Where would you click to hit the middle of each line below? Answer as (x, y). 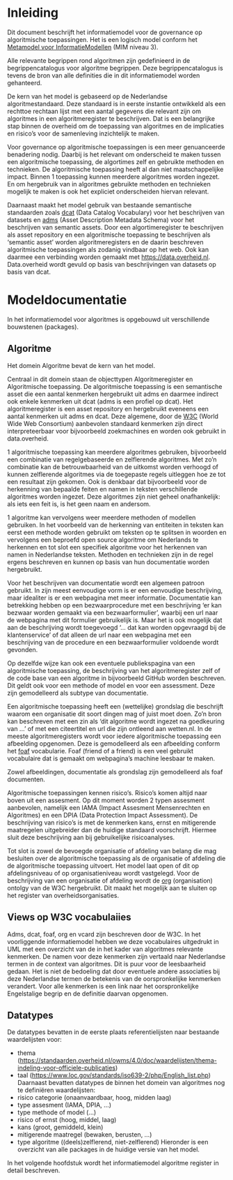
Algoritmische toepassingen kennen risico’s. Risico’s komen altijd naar (107, 792)
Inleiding (33, 13)
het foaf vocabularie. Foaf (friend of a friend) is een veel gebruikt (100, 751)
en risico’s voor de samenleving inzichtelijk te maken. (83, 133)
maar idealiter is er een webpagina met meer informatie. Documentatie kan (114, 598)
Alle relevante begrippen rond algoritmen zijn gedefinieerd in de (99, 60)
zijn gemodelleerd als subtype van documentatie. (78, 693)
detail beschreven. (34, 1170)
